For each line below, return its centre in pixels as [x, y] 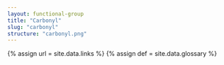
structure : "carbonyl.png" [47, 34]
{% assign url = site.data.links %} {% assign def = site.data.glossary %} [112, 54]
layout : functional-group [45, 14]
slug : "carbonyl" [33, 27]
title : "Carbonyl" [34, 20]
